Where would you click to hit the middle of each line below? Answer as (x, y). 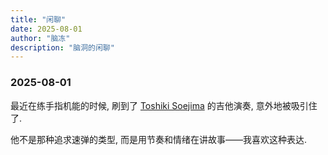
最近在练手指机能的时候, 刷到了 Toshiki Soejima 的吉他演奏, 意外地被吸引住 (164, 105)
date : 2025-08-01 (46, 29)
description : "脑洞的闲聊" (62, 47)
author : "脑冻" (40, 38)
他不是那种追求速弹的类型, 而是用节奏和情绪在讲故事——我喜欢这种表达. (159, 139)
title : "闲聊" (38, 19)
